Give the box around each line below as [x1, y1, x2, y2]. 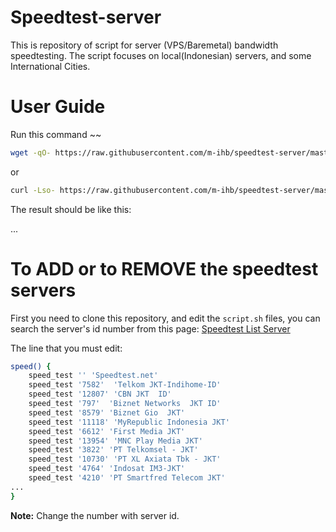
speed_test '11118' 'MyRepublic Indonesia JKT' [28, 417, 230, 427]
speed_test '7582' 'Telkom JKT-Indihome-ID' [28, 380, 222, 390]
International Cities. [10, 60, 91, 72]
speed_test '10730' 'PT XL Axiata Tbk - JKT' [28, 454, 222, 465]
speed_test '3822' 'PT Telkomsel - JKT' [28, 445, 199, 455]
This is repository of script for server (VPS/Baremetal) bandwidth [10, 39, 279, 51]
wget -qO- [10, 147, 52, 158]
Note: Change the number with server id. [10, 509, 180, 521]
